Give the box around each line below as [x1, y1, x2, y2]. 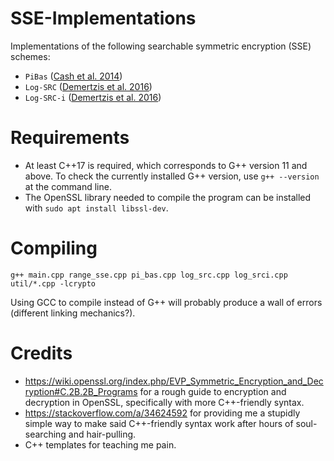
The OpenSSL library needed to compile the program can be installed [24, 191, 312, 203]
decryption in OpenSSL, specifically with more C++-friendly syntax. [24, 396, 305, 408]
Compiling [10, 237, 98, 260]
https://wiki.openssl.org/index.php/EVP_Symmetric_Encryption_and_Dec [24, 375, 324, 387]
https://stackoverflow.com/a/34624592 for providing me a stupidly [24, 407, 301, 419]
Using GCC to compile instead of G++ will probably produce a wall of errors [10, 296, 323, 308]
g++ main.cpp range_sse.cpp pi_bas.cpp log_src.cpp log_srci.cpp [10, 270, 288, 280]
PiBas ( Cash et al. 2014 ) [24, 70, 123, 82]
